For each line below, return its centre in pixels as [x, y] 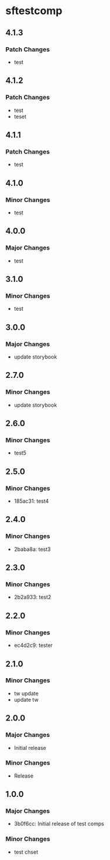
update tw [26, 699]
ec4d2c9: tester [33, 645]
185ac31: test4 [31, 501]
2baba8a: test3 [32, 549]
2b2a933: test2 [32, 597]
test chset [26, 852]
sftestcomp [34, 11]
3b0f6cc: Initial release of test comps [59, 824]
